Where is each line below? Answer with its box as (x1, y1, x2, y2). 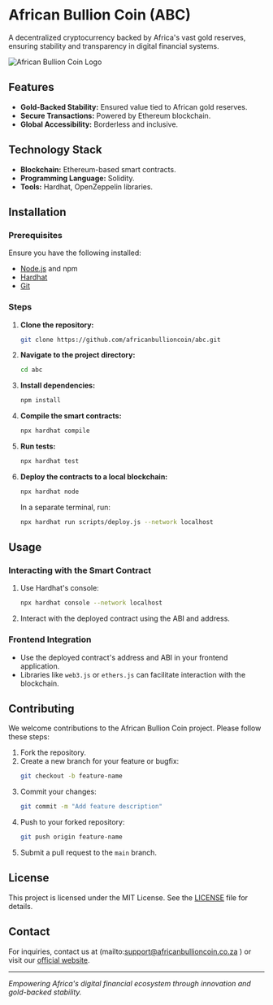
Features (8, 80, 54, 94)
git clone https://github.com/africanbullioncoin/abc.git (19, 336, 221, 344)
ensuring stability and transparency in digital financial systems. (8, 41, 219, 50)
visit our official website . (8, 955, 90, 964)
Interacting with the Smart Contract (8, 565, 152, 576)
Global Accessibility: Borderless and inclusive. (19, 119, 179, 129)
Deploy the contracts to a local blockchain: (19, 471, 168, 481)
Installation (8, 205, 67, 219)
